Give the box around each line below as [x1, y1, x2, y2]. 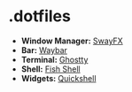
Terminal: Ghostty [20, 54, 89, 65]
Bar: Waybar [20, 44, 68, 55]
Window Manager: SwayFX [20, 35, 123, 46]
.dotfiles [8, 6, 72, 27]
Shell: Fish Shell [20, 64, 81, 74]
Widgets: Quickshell [20, 73, 97, 83]
